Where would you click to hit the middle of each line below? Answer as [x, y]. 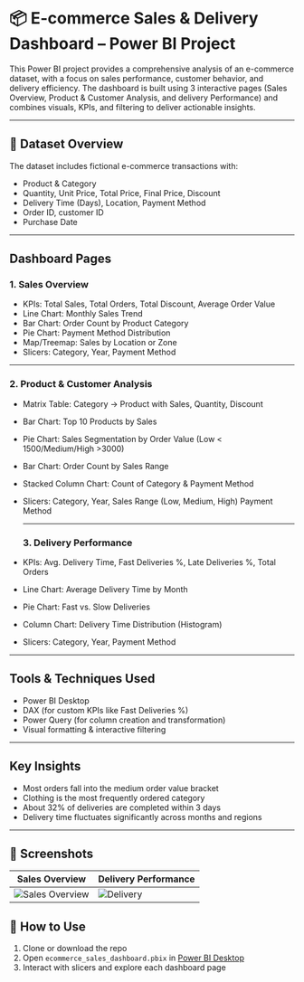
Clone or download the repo [75, 949]
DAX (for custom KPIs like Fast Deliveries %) [105, 710]
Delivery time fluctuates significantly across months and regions [142, 817]
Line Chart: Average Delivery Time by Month [105, 590]
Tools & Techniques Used [82, 679]
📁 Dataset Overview [66, 144]
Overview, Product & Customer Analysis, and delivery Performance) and [144, 98]
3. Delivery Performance [77, 543]
